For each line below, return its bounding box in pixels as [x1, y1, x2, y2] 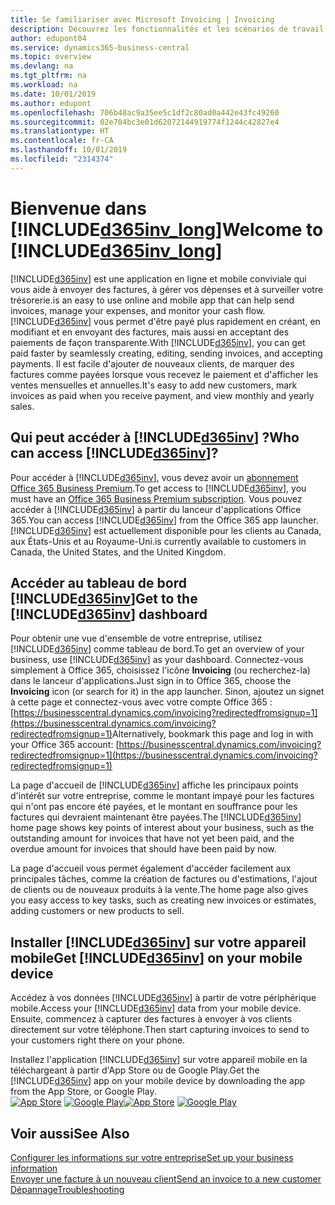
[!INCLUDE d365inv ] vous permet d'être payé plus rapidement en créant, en [10, 315, 321, 327]
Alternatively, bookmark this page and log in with [111, 728, 314, 740]
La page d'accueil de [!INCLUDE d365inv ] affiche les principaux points [10, 779, 299, 791]
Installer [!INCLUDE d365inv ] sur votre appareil [10, 934, 307, 951]
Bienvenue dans [10, 197, 147, 220]
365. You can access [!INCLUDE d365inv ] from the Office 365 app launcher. [10, 514, 319, 526]
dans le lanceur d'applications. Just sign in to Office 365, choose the [10, 675, 292, 687]
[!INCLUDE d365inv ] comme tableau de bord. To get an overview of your [10, 643, 305, 655]
